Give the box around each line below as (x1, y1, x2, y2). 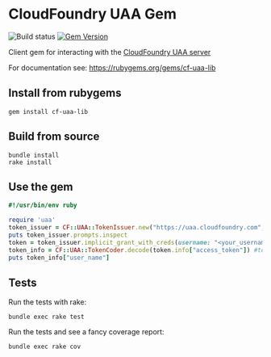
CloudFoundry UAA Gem (8, 5, 177, 23)
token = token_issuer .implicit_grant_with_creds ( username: (8, 238, 211, 246)
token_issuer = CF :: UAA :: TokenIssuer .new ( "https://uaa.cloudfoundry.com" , (8, 224, 265, 232)
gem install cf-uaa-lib (8, 107, 89, 115)
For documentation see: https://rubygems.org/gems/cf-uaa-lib (8, 62, 216, 73)
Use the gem (8, 179, 73, 194)
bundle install (8, 151, 60, 159)
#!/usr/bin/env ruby (8, 201, 78, 210)
